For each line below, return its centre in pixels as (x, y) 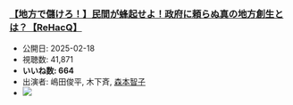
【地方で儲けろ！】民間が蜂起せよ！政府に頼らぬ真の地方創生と (146, 13)
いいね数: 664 (48, 71)
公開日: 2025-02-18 (59, 48)
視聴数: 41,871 (48, 60)
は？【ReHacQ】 (46, 27)
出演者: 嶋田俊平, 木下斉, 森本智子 (84, 82)
